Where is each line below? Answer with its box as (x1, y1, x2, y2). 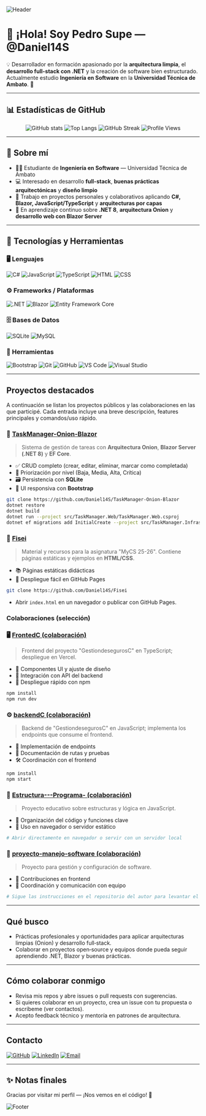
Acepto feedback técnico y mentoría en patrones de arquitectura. (15, 1012, 181, 1019)
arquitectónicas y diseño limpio (15, 186, 98, 193)
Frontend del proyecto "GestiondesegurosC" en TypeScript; (21, 647, 173, 654)
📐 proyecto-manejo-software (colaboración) (6, 849, 141, 858)
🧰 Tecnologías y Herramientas (6, 236, 124, 246)
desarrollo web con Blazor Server (15, 212, 102, 220)
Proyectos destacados (6, 385, 94, 395)
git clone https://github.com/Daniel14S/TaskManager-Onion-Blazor (6, 497, 180, 503)
